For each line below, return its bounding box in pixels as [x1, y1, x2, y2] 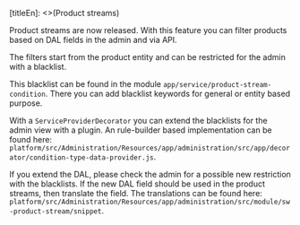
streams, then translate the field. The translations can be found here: [9, 188, 262, 198]
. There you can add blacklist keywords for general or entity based [45, 89, 291, 99]
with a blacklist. [9, 62, 67, 72]
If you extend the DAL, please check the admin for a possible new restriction [9, 169, 291, 179]
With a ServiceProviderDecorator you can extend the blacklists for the [9, 116, 268, 125]
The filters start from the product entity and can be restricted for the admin [9, 52, 287, 62]
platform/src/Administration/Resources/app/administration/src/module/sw [9, 197, 291, 206]
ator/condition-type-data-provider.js [9, 153, 154, 162]
